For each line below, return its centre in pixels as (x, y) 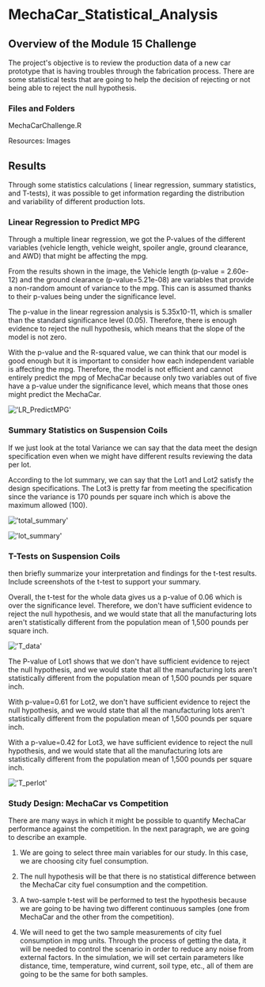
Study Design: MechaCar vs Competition (88, 803)
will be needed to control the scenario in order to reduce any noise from (137, 949)
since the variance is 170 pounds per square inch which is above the (119, 497)
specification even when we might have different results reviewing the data (131, 456)
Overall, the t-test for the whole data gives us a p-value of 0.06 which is (125, 597)
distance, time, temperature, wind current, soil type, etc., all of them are (136, 966)
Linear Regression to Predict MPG (74, 222)
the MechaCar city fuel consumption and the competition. (114, 885)
